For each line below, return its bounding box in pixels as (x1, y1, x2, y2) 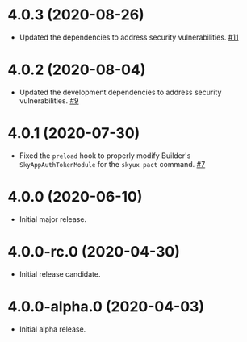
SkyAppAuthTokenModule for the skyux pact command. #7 (19, 159, 206, 169)
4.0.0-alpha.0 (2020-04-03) (7, 297, 205, 315)
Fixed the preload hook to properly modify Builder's (19, 151, 191, 161)
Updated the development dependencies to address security (19, 87, 222, 97)
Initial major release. (19, 214, 86, 223)
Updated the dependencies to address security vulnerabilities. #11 (19, 32, 239, 42)
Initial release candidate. (19, 269, 101, 279)
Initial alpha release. (19, 324, 86, 334)
